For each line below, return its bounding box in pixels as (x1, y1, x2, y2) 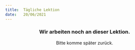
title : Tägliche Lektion (5, 7, 59, 12)
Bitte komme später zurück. (56, 39, 113, 45)
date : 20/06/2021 (5, 12, 46, 17)
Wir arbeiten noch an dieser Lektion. (39, 28, 130, 35)
